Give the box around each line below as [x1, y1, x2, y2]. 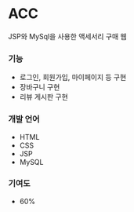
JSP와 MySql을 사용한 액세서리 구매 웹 [8, 31, 127, 41]
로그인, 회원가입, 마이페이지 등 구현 [19, 72, 127, 82]
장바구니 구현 [19, 82, 60, 92]
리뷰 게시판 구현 [19, 92, 68, 102]
